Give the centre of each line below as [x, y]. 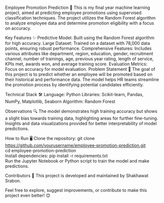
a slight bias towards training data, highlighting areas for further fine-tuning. [82, 118]
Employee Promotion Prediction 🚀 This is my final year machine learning [78, 8]
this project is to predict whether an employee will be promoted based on [79, 74]
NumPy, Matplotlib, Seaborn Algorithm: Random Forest [60, 101]
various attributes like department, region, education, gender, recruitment [79, 53]
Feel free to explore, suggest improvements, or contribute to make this [76, 190]
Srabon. [13, 181]
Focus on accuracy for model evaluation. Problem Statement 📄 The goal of [80, 69]
